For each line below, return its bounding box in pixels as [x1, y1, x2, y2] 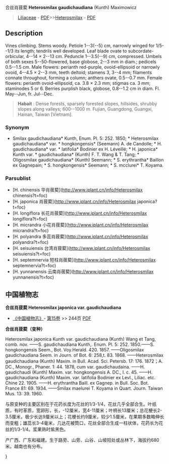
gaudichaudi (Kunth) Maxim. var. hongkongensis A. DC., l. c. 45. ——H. [5, 369, 153, 375]
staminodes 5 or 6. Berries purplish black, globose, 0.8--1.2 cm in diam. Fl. [5, 85, 160, 91]
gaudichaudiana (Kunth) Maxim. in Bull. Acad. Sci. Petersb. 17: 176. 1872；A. [5, 358, 163, 365]
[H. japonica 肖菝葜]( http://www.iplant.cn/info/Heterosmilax [12, 198, 136, 204]
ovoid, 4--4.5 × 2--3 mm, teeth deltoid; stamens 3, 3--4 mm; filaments [5, 69, 152, 75]
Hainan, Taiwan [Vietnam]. [17, 111, 73, 117]
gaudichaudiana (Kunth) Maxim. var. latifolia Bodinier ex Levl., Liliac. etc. [5, 375, 155, 381]
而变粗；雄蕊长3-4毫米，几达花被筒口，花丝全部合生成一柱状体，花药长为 [5, 420, 159, 426]
